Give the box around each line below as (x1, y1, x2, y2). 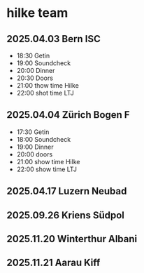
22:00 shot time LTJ (16, 89, 74, 97)
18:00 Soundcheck (16, 135, 71, 143)
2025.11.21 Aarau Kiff (6, 257, 101, 269)
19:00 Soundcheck (16, 59, 71, 67)
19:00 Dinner (16, 142, 54, 151)
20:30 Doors (16, 74, 54, 82)
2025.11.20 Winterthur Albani (6, 233, 138, 245)
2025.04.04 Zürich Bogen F (6, 109, 130, 121)
